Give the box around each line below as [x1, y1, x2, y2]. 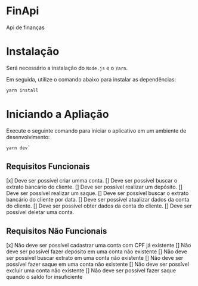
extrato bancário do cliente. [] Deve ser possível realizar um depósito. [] [6, 183, 183, 191]
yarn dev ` [6, 144, 31, 151]
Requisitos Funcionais [6, 161, 91, 171]
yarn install [6, 87, 39, 93]
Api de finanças [6, 24, 45, 31]
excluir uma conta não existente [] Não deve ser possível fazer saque [6, 267, 177, 274]
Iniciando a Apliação [6, 107, 109, 121]
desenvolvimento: [6, 133, 50, 140]
